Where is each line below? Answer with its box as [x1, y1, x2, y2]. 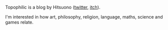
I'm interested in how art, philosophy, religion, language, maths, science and [5, 14, 163, 19]
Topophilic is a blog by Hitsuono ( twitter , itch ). [5, 4, 101, 10]
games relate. [5, 19, 34, 25]
